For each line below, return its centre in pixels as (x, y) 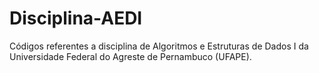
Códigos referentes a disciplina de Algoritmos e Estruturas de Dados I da (159, 46)
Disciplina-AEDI (76, 18)
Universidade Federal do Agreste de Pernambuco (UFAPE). (130, 56)
